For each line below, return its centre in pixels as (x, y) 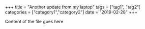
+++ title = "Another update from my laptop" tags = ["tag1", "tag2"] (73, 7)
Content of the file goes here (34, 22)
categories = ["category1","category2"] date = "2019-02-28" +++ (71, 12)
